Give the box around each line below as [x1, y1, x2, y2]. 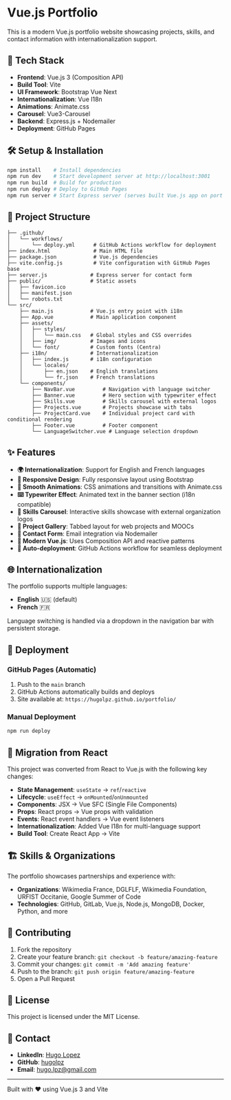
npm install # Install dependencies [7, 166, 122, 173]
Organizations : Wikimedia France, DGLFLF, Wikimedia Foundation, [16, 885, 207, 893]
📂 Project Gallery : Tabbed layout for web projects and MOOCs [16, 522, 195, 530]
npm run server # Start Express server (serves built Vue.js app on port [7, 192, 223, 199]
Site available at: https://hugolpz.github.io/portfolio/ [16, 695, 177, 703]
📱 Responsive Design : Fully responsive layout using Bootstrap [16, 475, 194, 483]
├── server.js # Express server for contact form [7, 272, 192, 278]
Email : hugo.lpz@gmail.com [16, 1066, 97, 1074]
